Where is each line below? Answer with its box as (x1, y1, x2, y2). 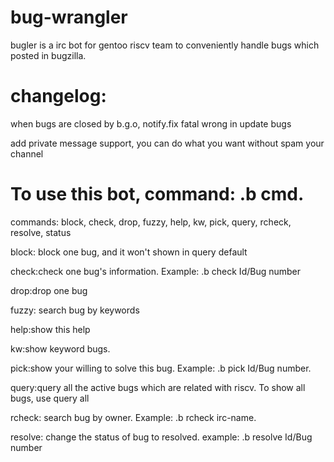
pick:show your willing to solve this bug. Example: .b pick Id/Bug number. (10, 362, 312, 374)
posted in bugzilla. (10, 49, 87, 61)
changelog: (10, 85, 107, 108)
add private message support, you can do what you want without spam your (10, 137, 325, 149)
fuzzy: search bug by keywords (10, 304, 140, 316)
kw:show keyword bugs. (10, 342, 111, 355)
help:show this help (10, 323, 91, 335)
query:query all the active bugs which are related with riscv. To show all (10, 381, 306, 393)
